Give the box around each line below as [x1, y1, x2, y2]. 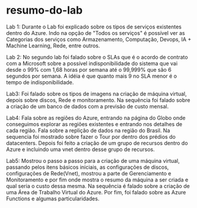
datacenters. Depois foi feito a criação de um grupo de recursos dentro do [6, 139, 188, 146]
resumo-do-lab [6, 4, 83, 17]
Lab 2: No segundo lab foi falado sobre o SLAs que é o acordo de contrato [6, 53, 188, 60]
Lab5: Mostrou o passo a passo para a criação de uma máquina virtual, [6, 157, 180, 164]
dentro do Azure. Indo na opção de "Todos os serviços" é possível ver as [6, 29, 185, 36]
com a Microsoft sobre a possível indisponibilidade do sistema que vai [6, 60, 178, 67]
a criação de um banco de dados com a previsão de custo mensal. [6, 103, 169, 110]
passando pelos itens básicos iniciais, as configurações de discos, [6, 164, 169, 171]
